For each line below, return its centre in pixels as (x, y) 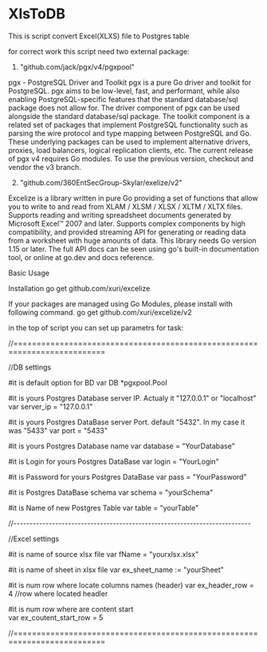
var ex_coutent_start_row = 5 (56, 617)
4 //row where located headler (58, 593)
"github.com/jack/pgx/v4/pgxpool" (77, 67)
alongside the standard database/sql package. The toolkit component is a (129, 116)
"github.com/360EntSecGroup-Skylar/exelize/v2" (101, 182)
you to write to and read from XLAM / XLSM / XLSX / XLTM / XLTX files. (126, 206)
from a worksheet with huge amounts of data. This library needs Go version (132, 240)
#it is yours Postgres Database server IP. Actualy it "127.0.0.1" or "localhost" (132, 398)
